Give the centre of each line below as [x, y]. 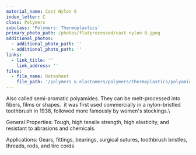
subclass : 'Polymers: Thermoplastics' [53, 28]
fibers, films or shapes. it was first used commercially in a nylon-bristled [93, 105]
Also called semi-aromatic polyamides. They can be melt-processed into [93, 98]
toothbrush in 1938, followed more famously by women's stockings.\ [88, 111]
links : [14, 55]
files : [14, 71]
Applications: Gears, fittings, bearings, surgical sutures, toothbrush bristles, [97, 140]
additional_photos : [30, 38]
